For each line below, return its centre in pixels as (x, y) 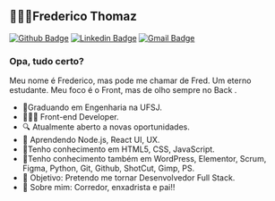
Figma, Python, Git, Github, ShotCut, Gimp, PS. (108, 168)
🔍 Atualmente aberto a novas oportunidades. (106, 127)
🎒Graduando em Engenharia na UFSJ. (92, 107)
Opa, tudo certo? (47, 61)
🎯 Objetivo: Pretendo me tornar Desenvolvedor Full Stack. (129, 178)
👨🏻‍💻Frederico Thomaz (73, 17)
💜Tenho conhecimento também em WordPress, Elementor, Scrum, (144, 159)
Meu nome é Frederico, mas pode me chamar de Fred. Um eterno (130, 80)
